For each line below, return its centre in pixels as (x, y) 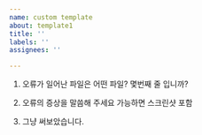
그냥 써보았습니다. (53, 122)
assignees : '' (35, 50)
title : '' (27, 34)
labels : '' (29, 42)
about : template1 (41, 26)
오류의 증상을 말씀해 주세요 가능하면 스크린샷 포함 (107, 103)
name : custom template (51, 17)
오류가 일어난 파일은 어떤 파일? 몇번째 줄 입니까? (105, 84)
